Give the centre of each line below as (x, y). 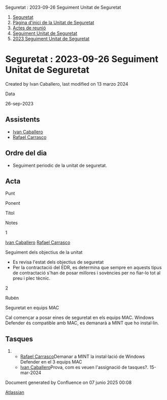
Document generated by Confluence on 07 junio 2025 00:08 (69, 383)
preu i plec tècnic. (31, 278)
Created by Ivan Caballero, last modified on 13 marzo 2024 (67, 84)
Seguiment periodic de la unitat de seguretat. (60, 165)
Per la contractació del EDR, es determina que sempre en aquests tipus (87, 268)
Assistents (23, 119)
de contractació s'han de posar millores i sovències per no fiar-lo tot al (87, 273)
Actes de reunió (29, 28)
